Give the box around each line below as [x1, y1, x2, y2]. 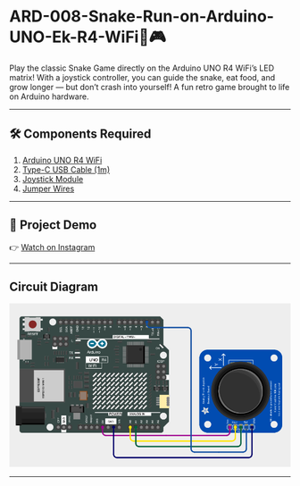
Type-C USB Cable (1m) [21, 163, 110, 175]
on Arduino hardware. [9, 91, 89, 102]
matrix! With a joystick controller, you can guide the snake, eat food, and [9, 71, 276, 82]
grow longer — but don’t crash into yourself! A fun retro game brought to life [9, 81, 290, 92]
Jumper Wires [21, 183, 75, 194]
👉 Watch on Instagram [9, 241, 96, 252]
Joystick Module [21, 173, 84, 184]
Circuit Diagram [9, 279, 98, 294]
